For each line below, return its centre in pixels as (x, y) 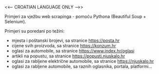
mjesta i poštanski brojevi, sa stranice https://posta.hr (66, 40)
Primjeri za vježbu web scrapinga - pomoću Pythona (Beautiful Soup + (76, 16)
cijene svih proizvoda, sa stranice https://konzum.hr (64, 46)
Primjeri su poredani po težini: (35, 31)
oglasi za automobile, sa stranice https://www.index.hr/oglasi (73, 51)
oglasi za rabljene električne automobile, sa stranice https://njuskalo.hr (83, 61)
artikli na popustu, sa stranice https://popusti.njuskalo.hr (68, 56)
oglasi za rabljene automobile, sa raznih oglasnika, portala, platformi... (82, 66)
